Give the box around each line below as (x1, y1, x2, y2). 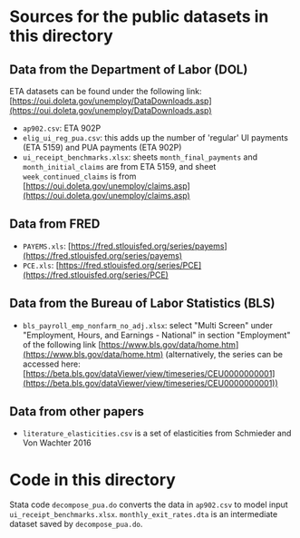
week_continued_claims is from (22, 171, 137, 181)
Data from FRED (9, 216, 101, 232)
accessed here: (22, 358, 81, 369)
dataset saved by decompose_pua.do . (9, 519, 143, 530)
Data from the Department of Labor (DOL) (9, 62, 248, 77)
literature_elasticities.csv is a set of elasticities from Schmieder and (22, 428, 292, 439)
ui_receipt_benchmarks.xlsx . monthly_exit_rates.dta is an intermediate (9, 509, 278, 520)
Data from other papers (9, 404, 145, 419)
